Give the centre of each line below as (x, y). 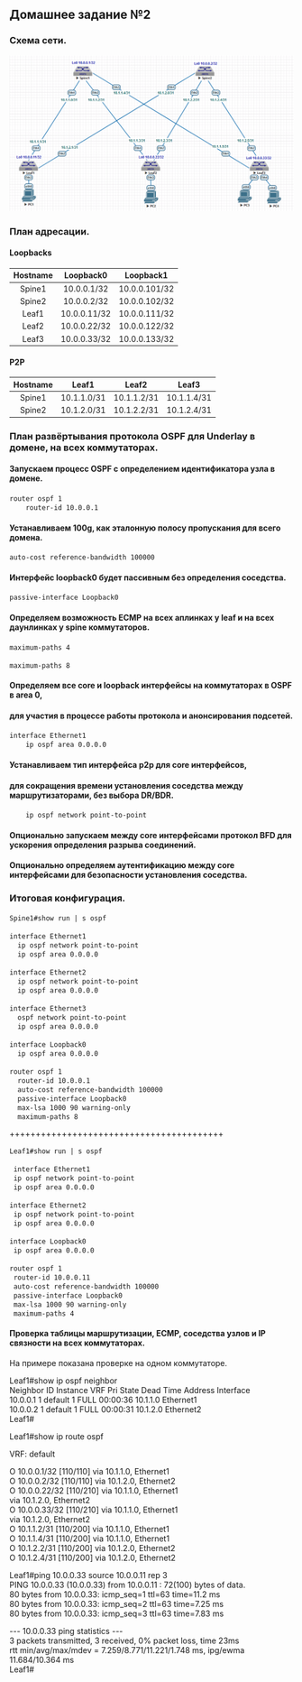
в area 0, (26, 695)
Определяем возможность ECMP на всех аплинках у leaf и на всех (142, 618)
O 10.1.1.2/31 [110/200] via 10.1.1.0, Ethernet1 (89, 1529)
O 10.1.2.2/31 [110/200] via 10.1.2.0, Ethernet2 (92, 1548)
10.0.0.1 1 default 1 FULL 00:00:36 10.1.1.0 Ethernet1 (103, 1400)
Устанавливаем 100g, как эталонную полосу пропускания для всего (145, 528)
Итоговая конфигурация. (68, 899)
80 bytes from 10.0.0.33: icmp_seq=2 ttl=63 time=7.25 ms (116, 1603)
